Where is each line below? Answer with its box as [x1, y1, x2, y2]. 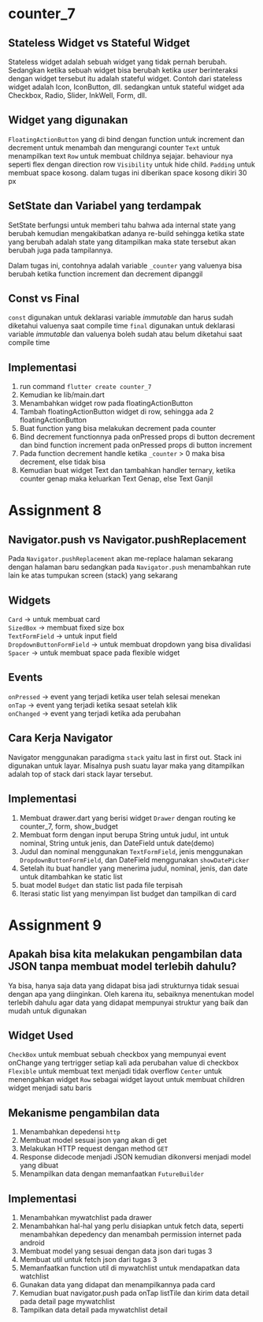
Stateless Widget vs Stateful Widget [8, 36, 191, 50]
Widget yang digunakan [8, 114, 128, 127]
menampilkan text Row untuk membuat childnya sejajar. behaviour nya [8, 151, 234, 160]
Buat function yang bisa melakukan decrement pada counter [19, 424, 217, 433]
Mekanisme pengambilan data [8, 1106, 160, 1119]
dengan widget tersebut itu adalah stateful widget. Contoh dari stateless [8, 74, 243, 83]
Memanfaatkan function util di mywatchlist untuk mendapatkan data [19, 1263, 240, 1272]
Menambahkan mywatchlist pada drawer [19, 1212, 152, 1222]
